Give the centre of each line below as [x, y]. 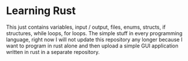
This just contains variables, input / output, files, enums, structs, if [86, 27]
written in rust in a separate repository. [53, 52]
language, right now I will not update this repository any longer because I [94, 39]
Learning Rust [41, 11]
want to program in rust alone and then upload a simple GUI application [92, 46]
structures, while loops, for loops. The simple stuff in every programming [94, 33]
